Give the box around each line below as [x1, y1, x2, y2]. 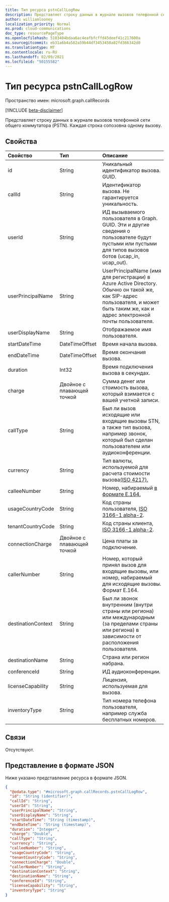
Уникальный [102, 161, 132, 167]
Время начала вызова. [102, 340, 157, 347]
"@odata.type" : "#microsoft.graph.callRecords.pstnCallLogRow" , [10, 789, 147, 794]
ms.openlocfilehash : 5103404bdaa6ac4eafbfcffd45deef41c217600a [5, 36, 141, 41]
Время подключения [102, 363, 153, 370]
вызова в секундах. [102, 370, 150, 376]
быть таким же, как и [102, 305, 154, 312]
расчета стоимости [102, 470, 150, 477]
